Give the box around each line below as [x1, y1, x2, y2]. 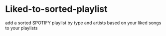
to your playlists [5, 25, 38, 31]
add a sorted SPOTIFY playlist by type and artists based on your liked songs [5, 20, 162, 26]
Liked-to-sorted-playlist [5, 3, 108, 15]
